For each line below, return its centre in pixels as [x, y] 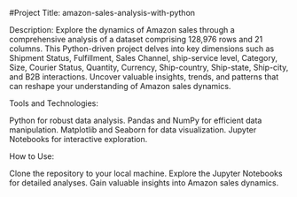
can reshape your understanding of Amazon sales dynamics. [120, 86]
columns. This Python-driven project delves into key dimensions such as [142, 49]
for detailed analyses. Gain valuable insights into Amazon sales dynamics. [144, 183]
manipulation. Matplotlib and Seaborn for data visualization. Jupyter [133, 130]
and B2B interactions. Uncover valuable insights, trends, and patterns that [144, 77]
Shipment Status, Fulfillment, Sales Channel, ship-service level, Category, [143, 58]
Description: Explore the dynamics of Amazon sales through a [122, 30]
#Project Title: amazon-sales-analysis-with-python [102, 13]
